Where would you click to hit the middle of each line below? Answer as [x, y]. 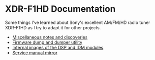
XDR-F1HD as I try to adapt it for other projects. [53, 27]
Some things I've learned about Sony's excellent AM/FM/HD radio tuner [78, 22]
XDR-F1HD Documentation [60, 9]
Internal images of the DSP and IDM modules [58, 47]
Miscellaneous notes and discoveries [50, 37]
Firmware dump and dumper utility [47, 42]
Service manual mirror [35, 53]
